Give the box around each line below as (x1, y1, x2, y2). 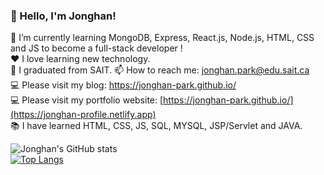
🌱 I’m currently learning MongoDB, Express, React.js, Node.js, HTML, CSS (10, 32, 315, 44)
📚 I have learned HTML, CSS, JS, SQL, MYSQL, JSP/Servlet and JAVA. (10, 120, 303, 132)
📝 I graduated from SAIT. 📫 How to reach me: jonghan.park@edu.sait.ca (10, 64, 310, 76)
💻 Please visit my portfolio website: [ (10, 94, 164, 106)
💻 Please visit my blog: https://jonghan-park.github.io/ (10, 79, 237, 91)
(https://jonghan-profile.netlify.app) (10, 109, 157, 121)
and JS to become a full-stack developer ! (10, 42, 183, 54)
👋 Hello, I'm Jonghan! (10, 9, 117, 23)
